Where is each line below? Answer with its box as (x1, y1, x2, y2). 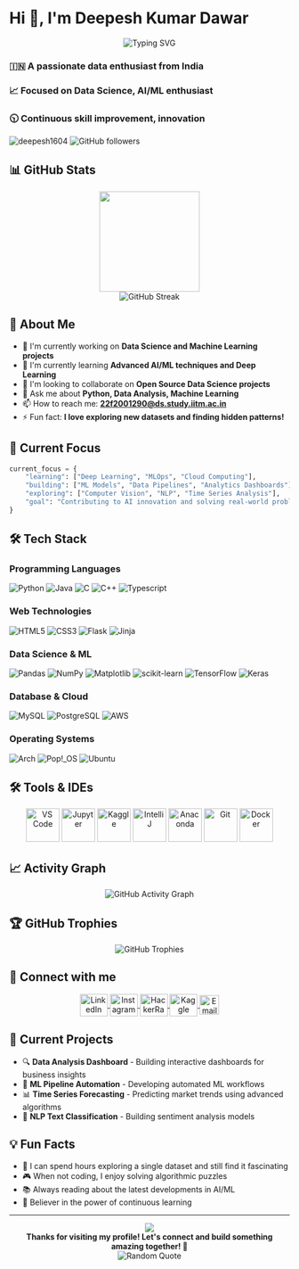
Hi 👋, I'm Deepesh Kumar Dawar (9, 8, 249, 29)
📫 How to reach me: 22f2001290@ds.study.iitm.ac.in (21, 398, 227, 408)
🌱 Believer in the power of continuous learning (21, 1197, 192, 1207)
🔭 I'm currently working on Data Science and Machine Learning (21, 341, 258, 351)
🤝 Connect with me (9, 969, 117, 985)
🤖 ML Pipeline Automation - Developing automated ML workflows (21, 1078, 265, 1089)
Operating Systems (9, 733, 95, 746)
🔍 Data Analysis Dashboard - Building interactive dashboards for (21, 1056, 265, 1067)
